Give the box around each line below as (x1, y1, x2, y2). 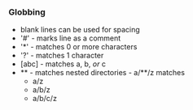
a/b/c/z (32, 94, 57, 104)
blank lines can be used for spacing (20, 25, 140, 35)
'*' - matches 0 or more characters (20, 42, 138, 52)
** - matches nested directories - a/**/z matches (20, 68, 186, 78)
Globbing (8, 6, 46, 18)
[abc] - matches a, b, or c (20, 59, 106, 69)
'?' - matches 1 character (20, 51, 104, 61)
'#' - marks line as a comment (20, 33, 121, 43)
